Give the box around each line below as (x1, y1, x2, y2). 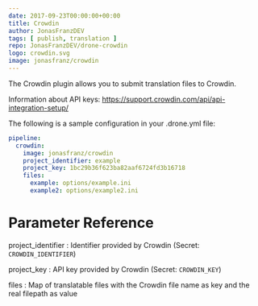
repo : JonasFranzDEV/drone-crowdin (8, 42, 128, 50)
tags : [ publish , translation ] (8, 34, 117, 43)
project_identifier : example (23, 156, 121, 165)
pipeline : (8, 134, 42, 142)
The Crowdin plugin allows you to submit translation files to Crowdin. (8, 78, 236, 89)
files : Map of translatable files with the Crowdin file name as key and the (8, 279, 250, 290)
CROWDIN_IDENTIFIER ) (8, 249, 77, 258)
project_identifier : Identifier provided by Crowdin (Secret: (8, 240, 200, 250)
